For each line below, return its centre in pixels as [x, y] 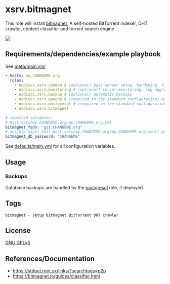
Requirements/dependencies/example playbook [83, 54]
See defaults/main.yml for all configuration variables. [60, 146]
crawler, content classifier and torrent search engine [60, 28]
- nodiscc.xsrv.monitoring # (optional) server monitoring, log [83, 90]
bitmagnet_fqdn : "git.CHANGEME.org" [44, 127]
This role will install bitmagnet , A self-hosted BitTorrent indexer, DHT [76, 23]
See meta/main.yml [25, 66]
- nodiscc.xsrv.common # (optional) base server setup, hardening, [87, 85]
